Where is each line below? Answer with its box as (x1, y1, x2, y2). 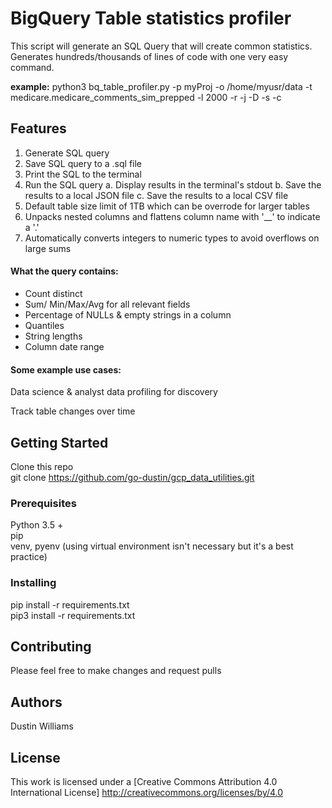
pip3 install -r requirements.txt (10, 609, 136, 621)
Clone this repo (10, 460, 74, 472)
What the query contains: (10, 265, 119, 277)
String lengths (24, 330, 83, 342)
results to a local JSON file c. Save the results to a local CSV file (24, 189, 289, 201)
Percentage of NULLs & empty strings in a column (24, 308, 232, 321)
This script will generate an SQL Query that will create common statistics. (10, 40, 313, 52)
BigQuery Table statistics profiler (10, 7, 292, 30)
